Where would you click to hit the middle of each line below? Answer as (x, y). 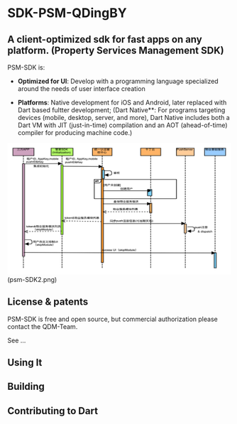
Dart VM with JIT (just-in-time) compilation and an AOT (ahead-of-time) (123, 125)
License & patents (48, 302)
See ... (17, 340)
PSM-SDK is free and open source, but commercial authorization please (112, 319)
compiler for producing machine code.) (75, 132)
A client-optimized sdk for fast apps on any (105, 39)
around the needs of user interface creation (81, 89)
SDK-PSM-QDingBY (67, 13)
